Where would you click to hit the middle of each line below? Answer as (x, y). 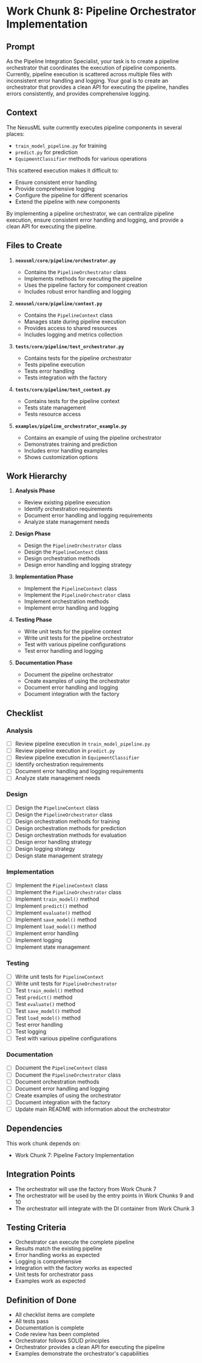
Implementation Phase (44, 577)
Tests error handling (49, 371)
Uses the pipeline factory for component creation (86, 285)
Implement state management (52, 947)
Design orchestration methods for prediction (70, 828)
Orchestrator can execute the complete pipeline (75, 1242)
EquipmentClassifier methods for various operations (81, 158)
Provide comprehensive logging (55, 188)
